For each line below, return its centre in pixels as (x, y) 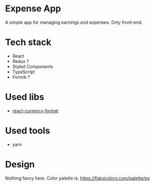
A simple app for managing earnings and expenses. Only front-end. (74, 22)
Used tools (28, 131)
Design (20, 164)
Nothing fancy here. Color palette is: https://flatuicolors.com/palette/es (77, 178)
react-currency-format (35, 111)
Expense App (33, 9)
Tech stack (28, 42)
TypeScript (24, 72)
